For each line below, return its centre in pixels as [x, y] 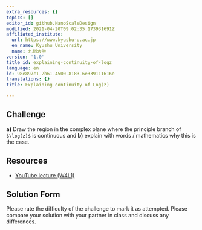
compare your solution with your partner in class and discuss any [88, 216]
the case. [18, 142]
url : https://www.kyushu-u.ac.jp [54, 40]
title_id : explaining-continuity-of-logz [59, 62]
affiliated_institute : [35, 34]
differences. [21, 222]
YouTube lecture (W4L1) [45, 175]
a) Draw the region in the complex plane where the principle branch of [94, 129]
